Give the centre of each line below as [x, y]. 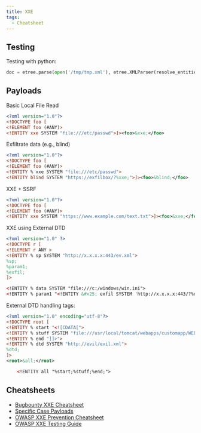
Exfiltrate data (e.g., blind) [38, 145]
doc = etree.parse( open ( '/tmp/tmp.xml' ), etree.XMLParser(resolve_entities [103, 72]
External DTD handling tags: [41, 305]
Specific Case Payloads [44, 411]
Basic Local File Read [33, 105]
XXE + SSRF [21, 189]
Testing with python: [31, 62]
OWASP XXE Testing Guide [48, 423]
